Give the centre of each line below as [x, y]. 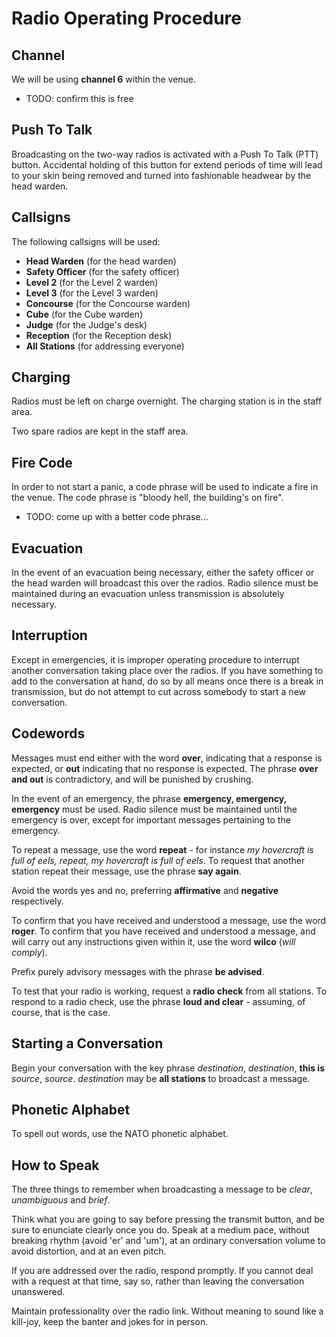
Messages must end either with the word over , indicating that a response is [167, 758]
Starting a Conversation [87, 1043]
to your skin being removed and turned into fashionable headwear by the [161, 175]
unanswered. [38, 1292]
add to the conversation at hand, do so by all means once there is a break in [167, 681]
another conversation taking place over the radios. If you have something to [167, 670]
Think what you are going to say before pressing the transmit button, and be [168, 1219]
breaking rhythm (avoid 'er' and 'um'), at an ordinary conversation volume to [168, 1241]
